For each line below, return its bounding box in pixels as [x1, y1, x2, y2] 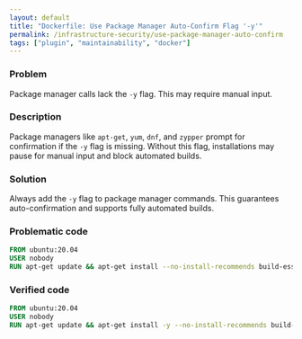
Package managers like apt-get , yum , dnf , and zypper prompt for [9, 131, 245, 142]
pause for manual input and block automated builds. [9, 150, 202, 161]
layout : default [9, 13, 70, 22]
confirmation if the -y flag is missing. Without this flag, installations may [9, 140, 275, 151]
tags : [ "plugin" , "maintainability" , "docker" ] [9, 38, 191, 48]
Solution [9, 173, 48, 185]
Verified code [9, 283, 70, 296]
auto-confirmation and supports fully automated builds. [9, 203, 214, 214]
